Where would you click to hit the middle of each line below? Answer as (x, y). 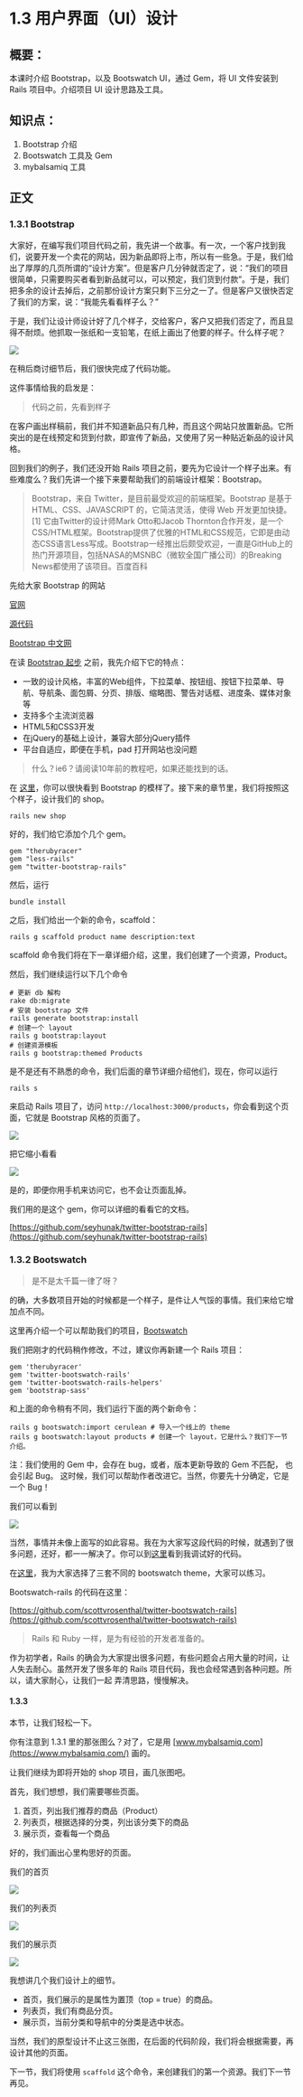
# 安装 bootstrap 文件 (49, 1010)
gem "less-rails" (42, 859)
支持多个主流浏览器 (58, 715)
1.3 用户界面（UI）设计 (93, 19)
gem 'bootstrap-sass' (50, 1390)
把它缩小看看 (33, 1153)
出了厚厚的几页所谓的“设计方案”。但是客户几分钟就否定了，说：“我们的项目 (149, 268)
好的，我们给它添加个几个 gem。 (70, 833)
